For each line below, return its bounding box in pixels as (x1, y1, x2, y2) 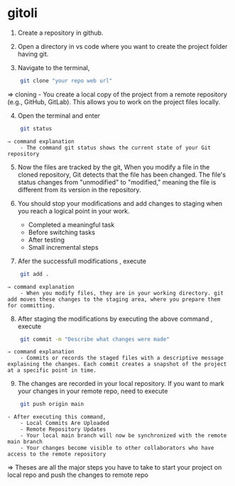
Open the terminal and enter (17, 111, 101, 120)
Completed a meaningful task (28, 220, 115, 228)
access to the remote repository (7, 451, 106, 458)
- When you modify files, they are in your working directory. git (20, 289, 224, 297)
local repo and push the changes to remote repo (7, 470, 149, 480)
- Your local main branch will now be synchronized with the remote (20, 432, 227, 439)
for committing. (7, 302, 55, 309)
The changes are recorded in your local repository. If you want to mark (17, 380, 225, 388)
